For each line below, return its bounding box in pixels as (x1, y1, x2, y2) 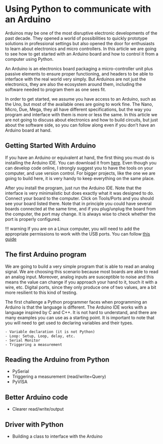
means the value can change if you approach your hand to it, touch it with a (5, 279, 158, 285)
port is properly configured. (5, 216, 61, 222)
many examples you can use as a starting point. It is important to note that (5, 314, 155, 320)
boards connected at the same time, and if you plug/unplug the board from (5, 206, 156, 211)
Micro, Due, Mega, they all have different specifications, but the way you (5, 106, 152, 112)
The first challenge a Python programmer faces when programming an (5, 299, 148, 305)
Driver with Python (5, 420, 64, 429)
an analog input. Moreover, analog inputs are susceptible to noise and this (5, 274, 154, 280)
